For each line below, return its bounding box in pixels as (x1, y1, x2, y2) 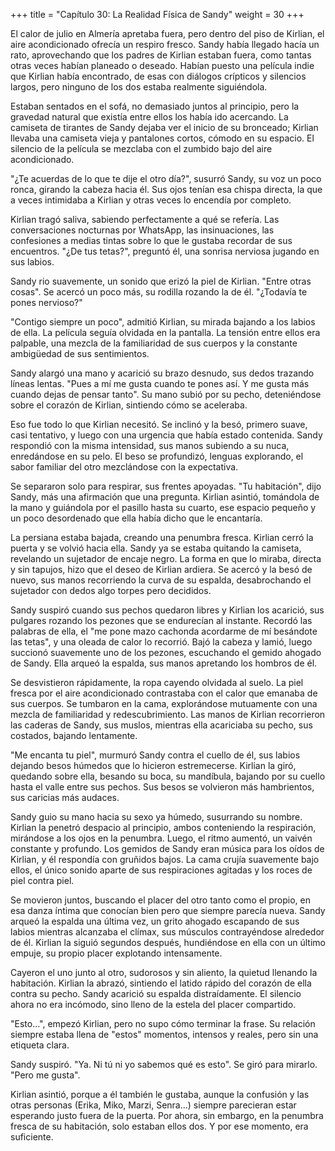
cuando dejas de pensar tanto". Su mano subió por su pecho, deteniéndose (10, 389, 322, 400)
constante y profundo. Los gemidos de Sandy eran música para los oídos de (10, 843, 325, 854)
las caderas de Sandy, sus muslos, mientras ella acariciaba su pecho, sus (10, 719, 313, 731)
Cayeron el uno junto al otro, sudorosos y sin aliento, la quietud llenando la (10, 967, 318, 978)
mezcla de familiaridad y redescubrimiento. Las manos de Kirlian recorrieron (10, 709, 326, 720)
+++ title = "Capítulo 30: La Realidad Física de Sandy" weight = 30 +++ (10, 9, 305, 20)
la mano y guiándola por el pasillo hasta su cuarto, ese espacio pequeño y (10, 502, 317, 513)
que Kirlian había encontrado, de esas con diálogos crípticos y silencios (10, 70, 307, 82)
